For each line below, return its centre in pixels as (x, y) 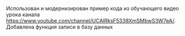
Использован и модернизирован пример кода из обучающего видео (92, 8)
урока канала (23, 15)
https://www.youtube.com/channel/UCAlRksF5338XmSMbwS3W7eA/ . (91, 21)
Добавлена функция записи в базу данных (60, 27)
